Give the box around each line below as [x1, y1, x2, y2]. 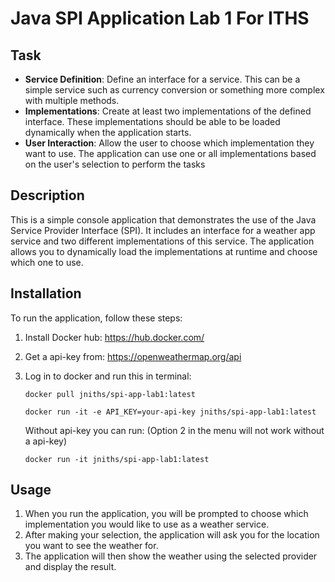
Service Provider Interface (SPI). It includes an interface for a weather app [10, 224, 316, 236]
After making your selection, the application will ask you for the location [24, 529, 320, 541]
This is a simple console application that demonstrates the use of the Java [10, 213, 317, 226]
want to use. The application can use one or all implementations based [24, 148, 317, 159]
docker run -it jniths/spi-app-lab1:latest [24, 454, 210, 464]
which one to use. [10, 256, 84, 268]
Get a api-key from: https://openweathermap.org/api [24, 350, 242, 362]
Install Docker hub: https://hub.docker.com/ [24, 331, 205, 343]
